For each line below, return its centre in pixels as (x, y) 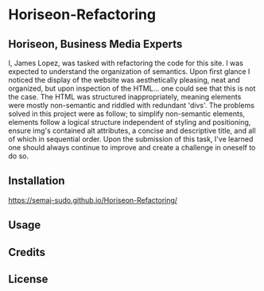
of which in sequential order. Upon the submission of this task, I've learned (131, 139)
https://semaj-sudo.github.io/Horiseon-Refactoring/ (93, 200)
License (28, 279)
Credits (27, 252)
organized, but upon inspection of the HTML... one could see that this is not (132, 88)
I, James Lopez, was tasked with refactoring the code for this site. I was (126, 63)
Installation (37, 181)
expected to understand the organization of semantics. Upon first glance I (129, 72)
